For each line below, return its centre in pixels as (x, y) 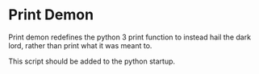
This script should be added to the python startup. (92, 61)
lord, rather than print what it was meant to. (80, 45)
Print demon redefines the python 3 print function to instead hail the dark (130, 37)
